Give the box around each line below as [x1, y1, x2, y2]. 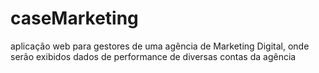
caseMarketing [10, 7, 139, 30]
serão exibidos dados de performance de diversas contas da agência [10, 50, 297, 62]
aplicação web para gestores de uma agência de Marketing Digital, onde [10, 40, 310, 52]
